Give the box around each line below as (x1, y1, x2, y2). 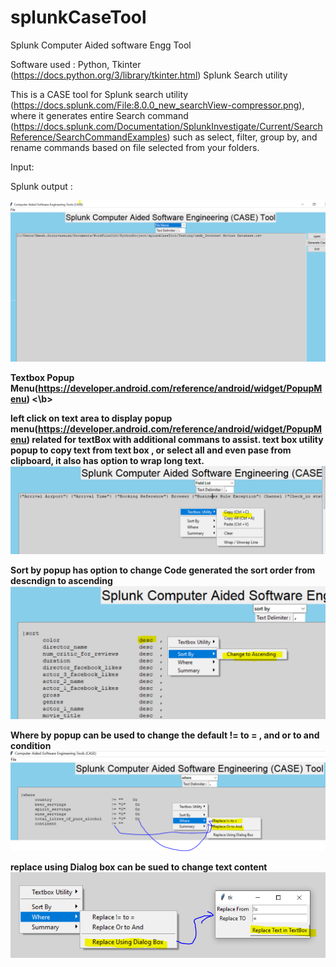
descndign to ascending (10, 574, 113, 586)
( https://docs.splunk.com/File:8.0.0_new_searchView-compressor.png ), (10, 99, 305, 111)
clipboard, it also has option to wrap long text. (10, 454, 205, 466)
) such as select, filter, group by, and (166, 131, 318, 143)
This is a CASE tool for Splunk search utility (10, 88, 189, 100)
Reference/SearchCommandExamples (10, 131, 168, 143)
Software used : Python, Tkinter (10, 58, 142, 70)
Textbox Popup (10, 371, 75, 383)
